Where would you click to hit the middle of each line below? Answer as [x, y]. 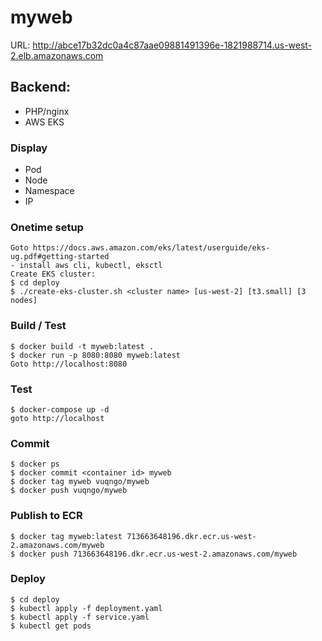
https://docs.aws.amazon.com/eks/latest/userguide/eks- [151, 248]
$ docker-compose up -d [60, 409]
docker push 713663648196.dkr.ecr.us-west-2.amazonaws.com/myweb [158, 554]
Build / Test [38, 326]
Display [29, 148]
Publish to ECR [46, 516]
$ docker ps [35, 464]
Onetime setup [47, 227]
